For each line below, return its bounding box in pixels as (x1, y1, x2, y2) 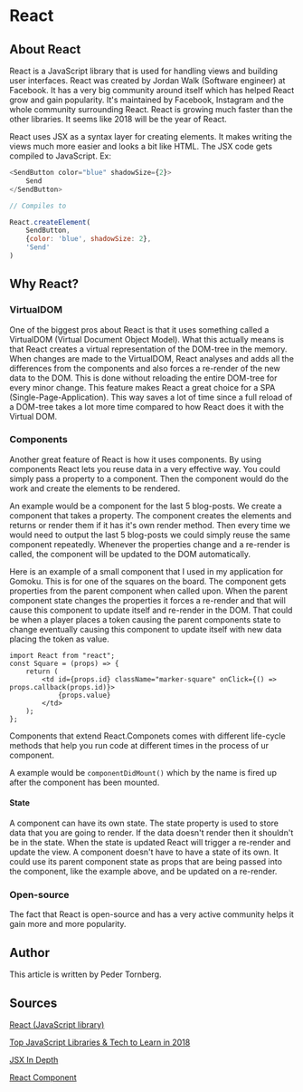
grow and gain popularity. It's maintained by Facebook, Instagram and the (9, 94, 285, 105)
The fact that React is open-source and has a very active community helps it (9, 909, 294, 920)
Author (9, 944, 50, 961)
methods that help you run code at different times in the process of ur (9, 739, 270, 750)
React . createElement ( (9, 217, 91, 227)
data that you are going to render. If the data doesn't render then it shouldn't (9, 827, 294, 838)
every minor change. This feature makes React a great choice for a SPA (9, 382, 276, 392)
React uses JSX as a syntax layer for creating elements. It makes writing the (9, 131, 292, 141)
